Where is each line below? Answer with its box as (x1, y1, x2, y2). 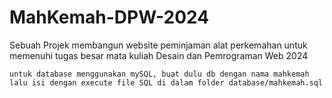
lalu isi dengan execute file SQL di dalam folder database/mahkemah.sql (9, 77, 324, 88)
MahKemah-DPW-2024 (9, 6, 210, 29)
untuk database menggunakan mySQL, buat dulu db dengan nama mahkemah (9, 69, 310, 79)
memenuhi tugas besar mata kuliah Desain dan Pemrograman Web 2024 (9, 49, 309, 61)
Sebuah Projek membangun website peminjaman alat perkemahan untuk (9, 39, 308, 51)
